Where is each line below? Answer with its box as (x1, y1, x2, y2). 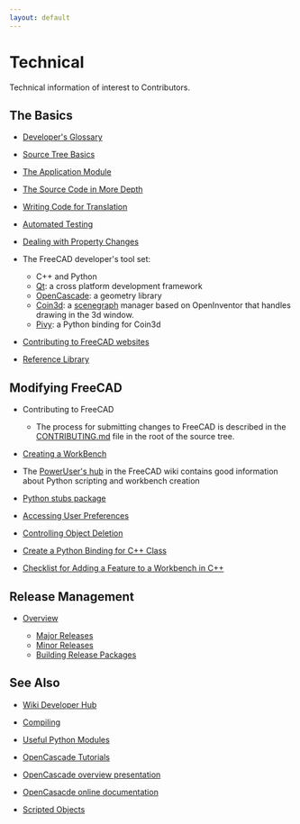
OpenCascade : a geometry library (35, 290, 162, 302)
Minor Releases (35, 640, 94, 650)
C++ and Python (35, 271, 97, 282)
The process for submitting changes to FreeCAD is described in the (35, 421, 286, 432)
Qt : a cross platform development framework (35, 281, 203, 292)
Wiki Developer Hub (22, 699, 97, 710)
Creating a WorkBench (22, 448, 107, 459)
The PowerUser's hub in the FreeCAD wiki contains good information (22, 466, 279, 477)
